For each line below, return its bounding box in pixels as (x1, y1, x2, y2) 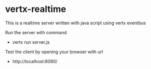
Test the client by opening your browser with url (5, 49, 103, 55)
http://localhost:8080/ (12, 58, 58, 64)
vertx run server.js (12, 39, 50, 45)
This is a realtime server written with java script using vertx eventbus (5, 20, 146, 26)
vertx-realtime (5, 3, 66, 15)
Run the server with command (5, 29, 67, 35)
